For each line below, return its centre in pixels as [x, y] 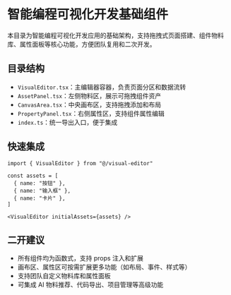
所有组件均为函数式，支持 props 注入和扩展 [80, 258]
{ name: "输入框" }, [42, 191]
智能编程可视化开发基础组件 [88, 14]
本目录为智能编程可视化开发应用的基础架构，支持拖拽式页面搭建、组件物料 [115, 35]
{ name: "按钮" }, [40, 183]
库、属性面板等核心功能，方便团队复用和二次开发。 [82, 44]
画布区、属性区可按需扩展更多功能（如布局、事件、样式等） [104, 267]
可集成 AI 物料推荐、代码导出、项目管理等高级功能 [90, 285]
